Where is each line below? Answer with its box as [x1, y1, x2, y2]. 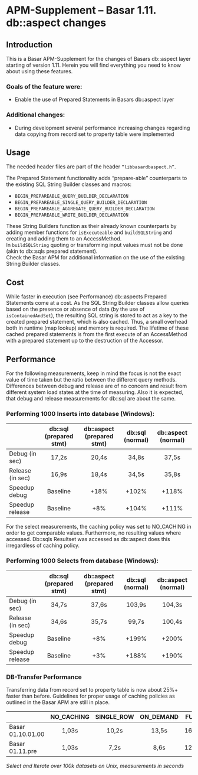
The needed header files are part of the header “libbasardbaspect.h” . [6, 163, 176, 170]
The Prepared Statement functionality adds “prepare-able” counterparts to [6, 175, 187, 182]
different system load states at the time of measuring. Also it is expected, [6, 389, 184, 396]
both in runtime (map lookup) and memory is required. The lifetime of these [6, 324, 189, 331]
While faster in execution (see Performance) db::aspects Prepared [6, 293, 167, 300]
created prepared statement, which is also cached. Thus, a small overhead [6, 318, 187, 325]
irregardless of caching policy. [6, 542, 80, 549]
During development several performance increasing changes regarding [14, 124, 190, 131]
